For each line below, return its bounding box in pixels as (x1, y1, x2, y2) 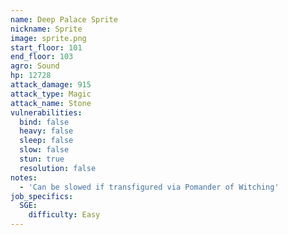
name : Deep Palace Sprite (10, 14, 118, 25)
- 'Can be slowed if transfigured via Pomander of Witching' (19, 182, 280, 192)
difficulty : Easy (28, 210, 101, 220)
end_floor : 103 (10, 52, 74, 62)
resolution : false (19, 163, 97, 173)
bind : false (19, 117, 70, 127)
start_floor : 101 (10, 42, 83, 53)
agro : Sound (10, 61, 60, 71)
